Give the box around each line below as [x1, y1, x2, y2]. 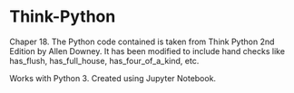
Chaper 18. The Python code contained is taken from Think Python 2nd [9, 36, 275, 47]
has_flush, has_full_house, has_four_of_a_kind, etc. [9, 55, 200, 66]
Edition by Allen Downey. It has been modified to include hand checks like [9, 45, 286, 56]
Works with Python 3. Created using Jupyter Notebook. [9, 72, 216, 83]
